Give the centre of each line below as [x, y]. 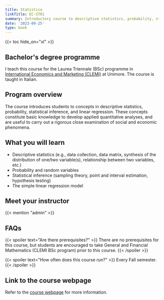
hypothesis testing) [31, 180]
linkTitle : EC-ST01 [25, 14]
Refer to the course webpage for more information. [56, 292]
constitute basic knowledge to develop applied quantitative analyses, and [79, 117]
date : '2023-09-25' [25, 23]
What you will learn [35, 143]
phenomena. [18, 127]
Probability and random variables [45, 170]
